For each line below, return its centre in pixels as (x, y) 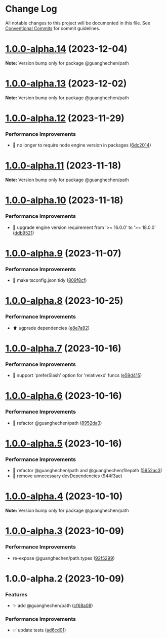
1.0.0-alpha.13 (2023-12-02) (66, 84)
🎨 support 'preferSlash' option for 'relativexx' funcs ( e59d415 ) (77, 375)
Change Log (31, 9)
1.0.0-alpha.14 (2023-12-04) (66, 49)
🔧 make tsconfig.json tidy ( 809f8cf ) (50, 280)
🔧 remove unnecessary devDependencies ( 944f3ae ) (67, 476)
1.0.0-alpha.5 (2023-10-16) (64, 443)
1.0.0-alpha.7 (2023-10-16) (63, 348)
